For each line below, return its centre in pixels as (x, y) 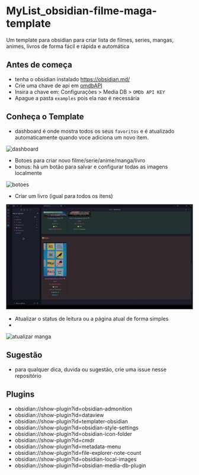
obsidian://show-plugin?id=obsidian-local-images (76, 459)
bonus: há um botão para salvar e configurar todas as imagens (91, 167)
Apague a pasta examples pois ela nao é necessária (77, 98)
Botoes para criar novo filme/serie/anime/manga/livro (80, 160)
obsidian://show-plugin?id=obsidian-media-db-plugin (80, 465)
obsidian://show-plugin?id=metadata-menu (68, 447)
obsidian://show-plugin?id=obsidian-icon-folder (73, 433)
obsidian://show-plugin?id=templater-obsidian (71, 421)
